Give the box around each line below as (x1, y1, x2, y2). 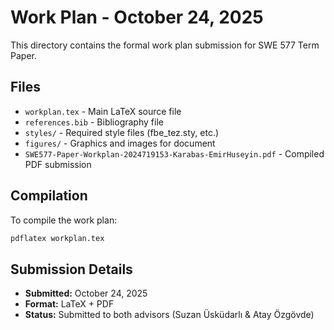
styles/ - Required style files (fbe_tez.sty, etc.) (24, 126, 220, 138)
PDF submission (24, 158, 92, 170)
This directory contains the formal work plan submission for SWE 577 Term (10, 39, 320, 51)
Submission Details (10, 261, 133, 278)
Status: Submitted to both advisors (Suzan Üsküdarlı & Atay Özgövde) (24, 309, 315, 321)
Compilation (10, 187, 88, 205)
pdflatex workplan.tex (10, 233, 105, 243)
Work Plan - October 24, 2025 (10, 6, 264, 29)
